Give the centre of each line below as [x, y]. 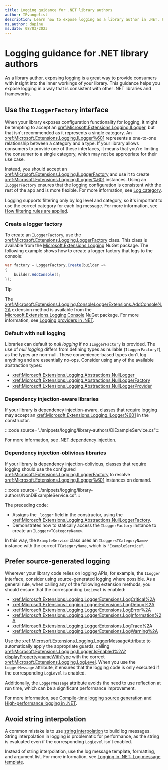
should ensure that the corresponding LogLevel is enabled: [65, 590]
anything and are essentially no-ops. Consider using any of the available [79, 360]
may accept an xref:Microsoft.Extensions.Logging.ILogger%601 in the [77, 415]
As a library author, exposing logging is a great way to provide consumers [81, 78]
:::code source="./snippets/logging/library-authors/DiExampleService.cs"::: [82, 430]
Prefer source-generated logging [58, 561]
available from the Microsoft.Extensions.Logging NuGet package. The [77, 246]
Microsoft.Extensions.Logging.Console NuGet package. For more [72, 315]
